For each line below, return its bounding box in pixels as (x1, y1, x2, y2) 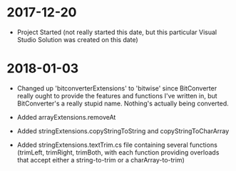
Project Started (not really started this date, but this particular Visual (16, 28, 217, 36)
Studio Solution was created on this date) (16, 35, 138, 43)
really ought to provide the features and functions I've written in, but (16, 91, 218, 100)
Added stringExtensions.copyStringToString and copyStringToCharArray (16, 126, 230, 135)
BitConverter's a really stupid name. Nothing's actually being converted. (16, 99, 229, 108)
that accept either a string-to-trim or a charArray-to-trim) (16, 155, 185, 164)
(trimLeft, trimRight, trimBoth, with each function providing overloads (16, 147, 220, 157)
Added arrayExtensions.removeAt (16, 113, 116, 121)
